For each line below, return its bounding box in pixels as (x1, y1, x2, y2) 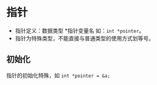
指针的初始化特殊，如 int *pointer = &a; (6, 72, 111, 79)
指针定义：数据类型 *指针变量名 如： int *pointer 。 (15, 27, 145, 34)
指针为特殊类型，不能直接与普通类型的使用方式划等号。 (15, 34, 154, 42)
